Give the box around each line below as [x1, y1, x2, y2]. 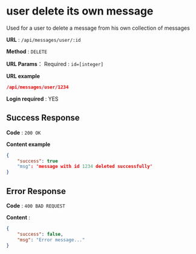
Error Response [6, 186, 67, 196]
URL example [6, 72, 41, 79]
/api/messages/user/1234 [6, 84, 69, 90]
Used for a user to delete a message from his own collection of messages [6, 24, 191, 32]
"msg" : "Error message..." [17, 236, 85, 243]
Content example [6, 141, 51, 148]
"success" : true [17, 158, 59, 164]
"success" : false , [17, 231, 64, 237]
